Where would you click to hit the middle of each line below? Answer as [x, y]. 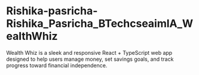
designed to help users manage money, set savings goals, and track [90, 59]
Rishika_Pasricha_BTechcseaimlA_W [100, 24]
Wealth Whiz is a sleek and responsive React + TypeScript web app [89, 52]
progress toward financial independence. [57, 65]
